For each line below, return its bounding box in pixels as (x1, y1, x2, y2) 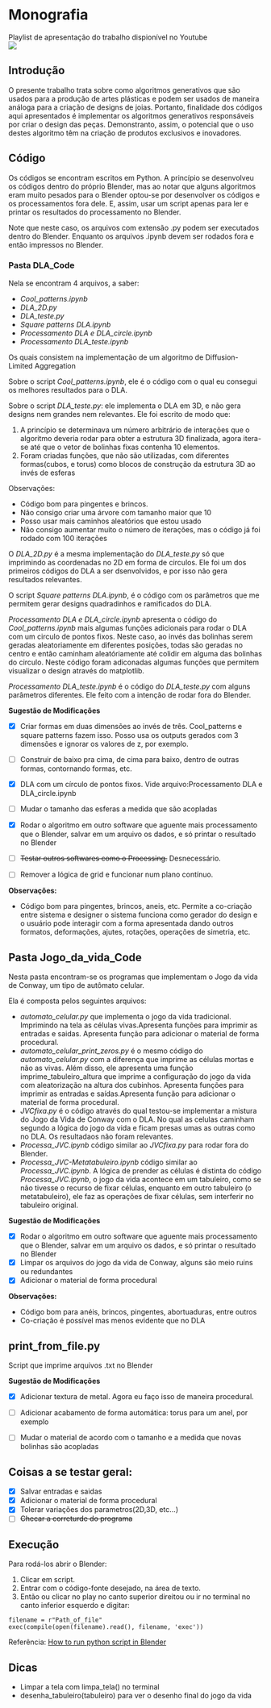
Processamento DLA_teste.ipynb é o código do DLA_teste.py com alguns (8, 681, 251, 691)
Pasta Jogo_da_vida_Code (8, 950, 143, 964)
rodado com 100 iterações (19, 533, 107, 543)
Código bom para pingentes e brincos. (19, 498, 148, 509)
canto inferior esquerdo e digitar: (19, 1601, 131, 1610)
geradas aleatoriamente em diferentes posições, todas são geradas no (8, 639, 244, 650)
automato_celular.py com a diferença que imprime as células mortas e (19, 1055, 254, 1064)
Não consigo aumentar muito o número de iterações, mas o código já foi (19, 524, 261, 534)
